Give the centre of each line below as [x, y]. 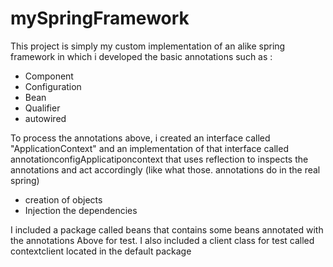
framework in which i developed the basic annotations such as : [141, 56]
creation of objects [63, 199]
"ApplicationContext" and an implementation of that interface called [149, 148]
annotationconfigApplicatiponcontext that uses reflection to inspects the [159, 159]
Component [49, 76]
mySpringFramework [100, 18]
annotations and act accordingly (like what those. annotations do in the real [165, 169]
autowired [45, 118]
